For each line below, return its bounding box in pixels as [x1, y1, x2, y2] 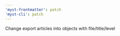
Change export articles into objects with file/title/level [5, 25, 115, 31]
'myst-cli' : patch [5, 12, 43, 17]
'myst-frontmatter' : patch [5, 7, 61, 12]
